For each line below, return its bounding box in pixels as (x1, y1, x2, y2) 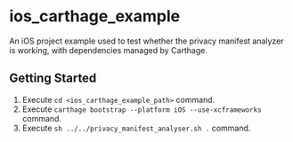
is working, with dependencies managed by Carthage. (9, 44, 208, 55)
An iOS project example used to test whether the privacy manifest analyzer (9, 35, 284, 46)
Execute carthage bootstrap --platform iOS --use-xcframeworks (21, 104, 262, 114)
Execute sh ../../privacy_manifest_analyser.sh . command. (21, 122, 251, 133)
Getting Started (9, 71, 97, 86)
